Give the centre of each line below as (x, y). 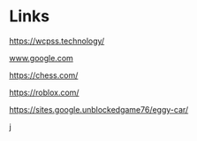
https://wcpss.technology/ (57, 41)
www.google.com (41, 58)
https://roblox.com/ (44, 92)
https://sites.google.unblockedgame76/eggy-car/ (99, 109)
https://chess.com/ (44, 75)
